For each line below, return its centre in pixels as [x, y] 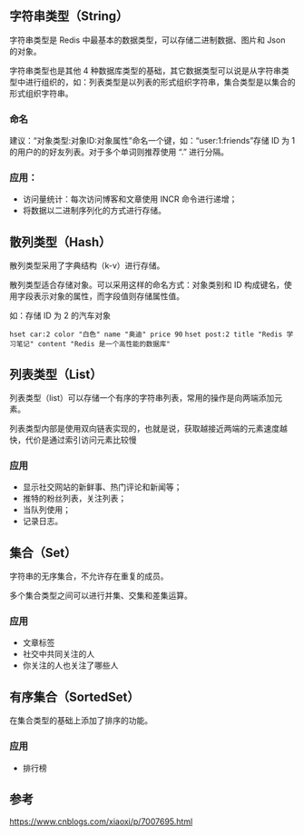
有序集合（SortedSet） [74, 697]
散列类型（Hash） [60, 242]
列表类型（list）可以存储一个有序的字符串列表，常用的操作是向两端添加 [142, 398]
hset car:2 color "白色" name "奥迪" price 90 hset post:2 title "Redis [146, 334]
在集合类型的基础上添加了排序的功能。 [81, 721]
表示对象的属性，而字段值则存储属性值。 [108, 296]
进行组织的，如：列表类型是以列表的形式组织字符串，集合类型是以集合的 [160, 82]
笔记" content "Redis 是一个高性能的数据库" [93, 344]
